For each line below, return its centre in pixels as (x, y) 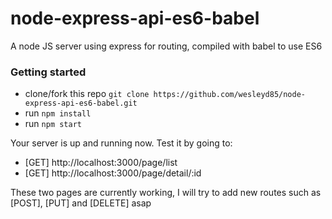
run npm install (58, 113)
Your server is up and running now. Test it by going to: (121, 143)
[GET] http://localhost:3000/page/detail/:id (113, 173)
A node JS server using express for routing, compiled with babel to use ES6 (166, 46)
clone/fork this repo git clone (87, 94)
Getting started (48, 72)
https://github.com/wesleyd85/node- (230, 95)
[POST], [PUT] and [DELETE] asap (81, 203)
